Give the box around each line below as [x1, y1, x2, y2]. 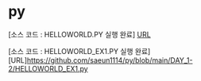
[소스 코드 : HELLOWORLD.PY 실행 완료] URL [8, 29, 151, 39]
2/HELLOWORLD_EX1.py [8, 64, 89, 73]
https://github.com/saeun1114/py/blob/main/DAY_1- [26, 55, 193, 65]
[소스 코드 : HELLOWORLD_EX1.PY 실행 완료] [8, 46, 151, 56]
